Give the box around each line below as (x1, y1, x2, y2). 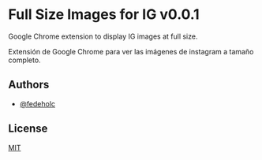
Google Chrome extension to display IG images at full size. (8, 32, 198, 41)
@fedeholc (19, 99, 56, 108)
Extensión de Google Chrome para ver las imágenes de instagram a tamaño (8, 47, 254, 56)
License (8, 122, 48, 136)
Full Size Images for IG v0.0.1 (8, 6, 200, 24)
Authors (8, 78, 50, 91)
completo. (8, 55, 41, 65)
